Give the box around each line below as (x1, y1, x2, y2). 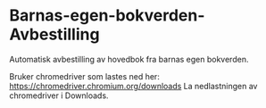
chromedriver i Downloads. (9, 90, 109, 101)
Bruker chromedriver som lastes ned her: (9, 71, 161, 81)
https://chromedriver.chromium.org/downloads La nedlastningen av (9, 80, 258, 91)
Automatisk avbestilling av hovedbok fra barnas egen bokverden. (9, 54, 249, 64)
